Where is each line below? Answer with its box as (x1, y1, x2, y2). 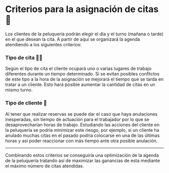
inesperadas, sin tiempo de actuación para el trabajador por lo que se (5, 116, 149, 122)
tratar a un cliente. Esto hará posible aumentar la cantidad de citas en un (5, 81, 155, 88)
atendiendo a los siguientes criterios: (5, 41, 82, 47)
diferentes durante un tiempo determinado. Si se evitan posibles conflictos (5, 71, 160, 77)
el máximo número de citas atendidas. (5, 162, 84, 169)
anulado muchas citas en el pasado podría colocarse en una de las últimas (5, 132, 160, 138)
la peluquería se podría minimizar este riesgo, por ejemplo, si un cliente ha (5, 127, 159, 133)
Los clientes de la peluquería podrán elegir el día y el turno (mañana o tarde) (5, 31, 163, 37)
